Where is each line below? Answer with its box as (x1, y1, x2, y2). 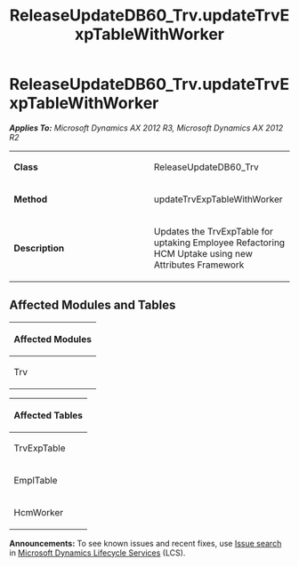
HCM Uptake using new (154, 247, 254, 260)
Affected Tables (13, 409, 83, 421)
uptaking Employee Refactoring (154, 236, 286, 249)
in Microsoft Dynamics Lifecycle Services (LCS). (9, 547, 186, 558)
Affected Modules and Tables (9, 298, 176, 313)
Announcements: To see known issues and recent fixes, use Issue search (9, 538, 282, 548)
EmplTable (13, 474, 58, 486)
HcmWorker (13, 506, 64, 518)
